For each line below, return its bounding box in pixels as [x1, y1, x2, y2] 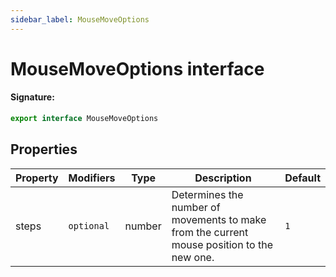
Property [15, 171, 59, 185]
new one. [171, 250, 215, 264]
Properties [10, 141, 78, 158]
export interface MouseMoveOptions [10, 114, 159, 124]
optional [68, 220, 110, 231]
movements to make [171, 212, 267, 226]
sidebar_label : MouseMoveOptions [10, 14, 150, 25]
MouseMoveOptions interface [10, 57, 265, 80]
